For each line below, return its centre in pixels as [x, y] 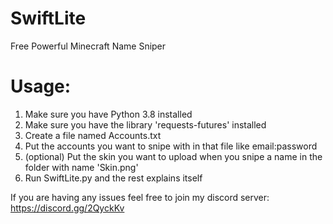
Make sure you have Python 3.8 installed [108, 114]
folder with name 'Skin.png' [81, 167]
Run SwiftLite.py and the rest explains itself [113, 178]
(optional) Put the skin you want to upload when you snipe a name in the [173, 156]
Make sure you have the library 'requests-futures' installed [145, 124]
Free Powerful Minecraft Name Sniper [88, 46]
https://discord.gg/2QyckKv [67, 208]
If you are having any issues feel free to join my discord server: [140, 197]
